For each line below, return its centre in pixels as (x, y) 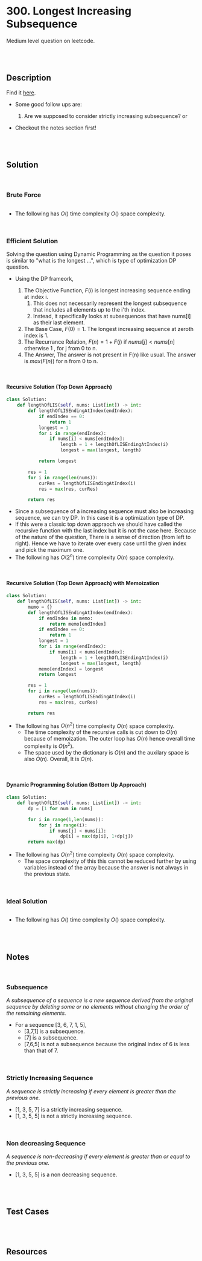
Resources (27, 1252)
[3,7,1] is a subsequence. (55, 1031)
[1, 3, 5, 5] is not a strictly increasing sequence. (74, 1116)
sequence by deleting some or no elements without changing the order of (98, 1007)
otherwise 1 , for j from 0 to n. (61, 349)
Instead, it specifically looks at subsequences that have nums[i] (112, 316)
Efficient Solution (32, 241)
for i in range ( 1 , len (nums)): (66, 819)
